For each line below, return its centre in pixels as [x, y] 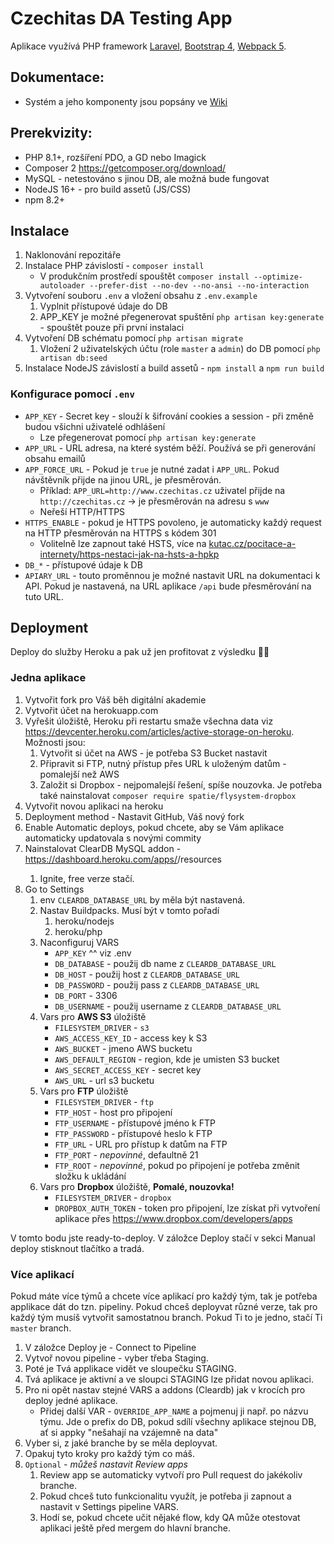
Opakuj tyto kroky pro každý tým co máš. [109, 1454]
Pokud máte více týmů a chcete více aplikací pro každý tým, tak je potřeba [164, 1296]
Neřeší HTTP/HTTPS [82, 511]
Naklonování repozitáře [73, 255]
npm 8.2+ [45, 199]
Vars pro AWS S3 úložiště [93, 1016]
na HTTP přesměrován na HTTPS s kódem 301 [120, 533]
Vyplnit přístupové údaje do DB [103, 306]
